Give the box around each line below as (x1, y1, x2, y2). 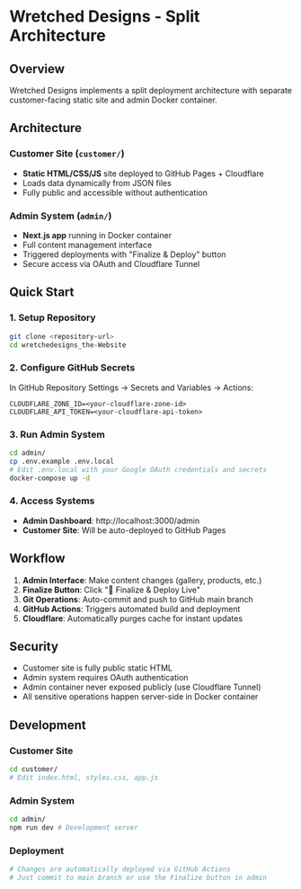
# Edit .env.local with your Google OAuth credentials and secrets (9, 465, 268, 474)
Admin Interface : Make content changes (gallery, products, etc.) (22, 574, 262, 585)
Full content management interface (22, 239, 153, 250)
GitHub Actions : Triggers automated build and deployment (22, 603, 241, 614)
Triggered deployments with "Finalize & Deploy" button (22, 249, 226, 260)
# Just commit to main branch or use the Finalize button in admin (9, 874, 268, 883)
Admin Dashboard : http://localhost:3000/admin (22, 515, 200, 526)
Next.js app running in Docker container (22, 229, 173, 240)
